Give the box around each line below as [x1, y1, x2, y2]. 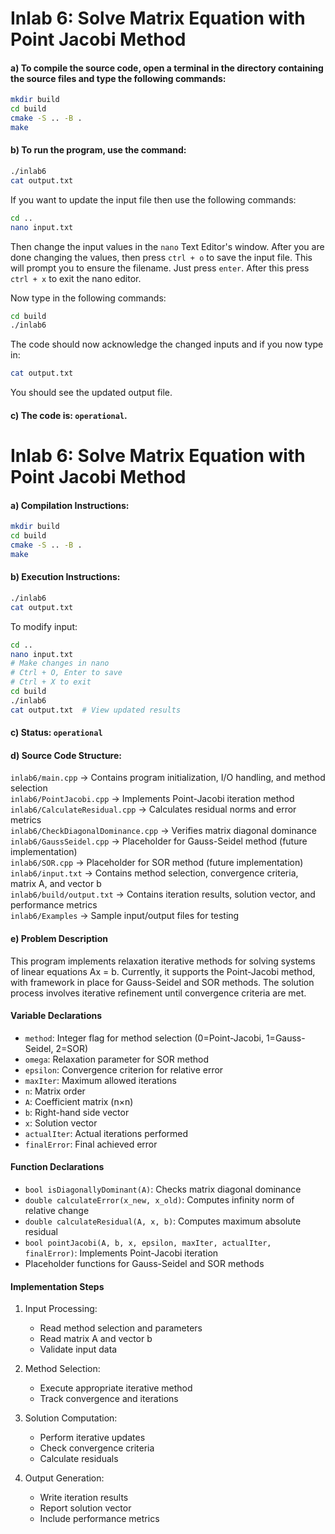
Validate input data [39, 1343, 118, 1356]
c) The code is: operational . [10, 409, 128, 421]
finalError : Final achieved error [24, 1138, 158, 1150]
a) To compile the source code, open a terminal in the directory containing [10, 62, 324, 74]
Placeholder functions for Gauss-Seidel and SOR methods [24, 1258, 265, 1270]
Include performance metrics [39, 1513, 160, 1525]
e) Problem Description [10, 933, 108, 945]
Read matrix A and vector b [39, 1333, 153, 1345]
